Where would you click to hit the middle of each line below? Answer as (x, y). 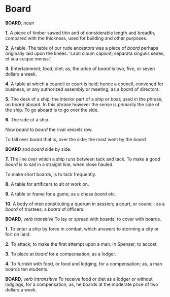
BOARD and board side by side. (39, 149)
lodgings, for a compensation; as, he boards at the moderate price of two (82, 284)
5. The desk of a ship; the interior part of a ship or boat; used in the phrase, (84, 99)
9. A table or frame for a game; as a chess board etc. (61, 194)
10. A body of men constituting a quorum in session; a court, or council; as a (85, 204)
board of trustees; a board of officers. (45, 209)
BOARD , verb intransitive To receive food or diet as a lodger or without (79, 279)
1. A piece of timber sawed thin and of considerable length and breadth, (80, 32)
